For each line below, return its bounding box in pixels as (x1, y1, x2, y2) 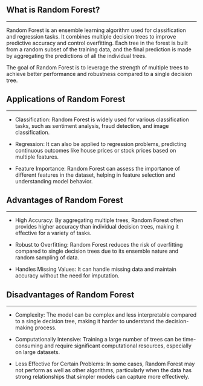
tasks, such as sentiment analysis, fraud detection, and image (14, 122, 169, 129)
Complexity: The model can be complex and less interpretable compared (14, 311, 197, 318)
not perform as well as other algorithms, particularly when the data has (14, 367, 192, 374)
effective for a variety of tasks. (14, 229, 92, 237)
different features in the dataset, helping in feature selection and (14, 171, 175, 179)
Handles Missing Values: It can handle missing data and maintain (14, 265, 177, 273)
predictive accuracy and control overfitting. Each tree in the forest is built (6, 39, 188, 46)
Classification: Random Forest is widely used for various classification (14, 116, 189, 123)
